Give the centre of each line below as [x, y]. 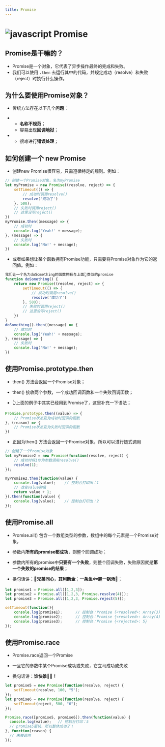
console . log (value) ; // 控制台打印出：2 [56, 501]
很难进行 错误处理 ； [39, 141]
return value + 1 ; [33, 492]
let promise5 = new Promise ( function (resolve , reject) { [65, 685]
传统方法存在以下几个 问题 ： [40, 108]
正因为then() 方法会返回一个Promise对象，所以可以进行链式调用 [77, 442]
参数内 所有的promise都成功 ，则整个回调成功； [59, 552]
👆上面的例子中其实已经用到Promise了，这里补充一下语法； [72, 403]
